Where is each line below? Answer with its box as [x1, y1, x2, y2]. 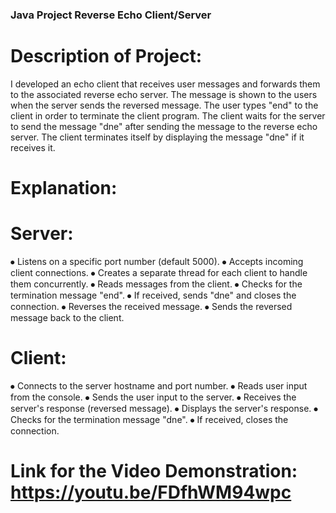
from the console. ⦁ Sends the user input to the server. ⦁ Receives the [10, 391, 297, 403]
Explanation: [10, 177, 118, 200]
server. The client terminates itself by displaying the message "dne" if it [10, 131, 305, 143]
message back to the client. [10, 311, 125, 323]
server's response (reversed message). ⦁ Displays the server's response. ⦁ [10, 402, 319, 414]
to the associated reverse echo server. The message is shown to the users [10, 88, 318, 100]
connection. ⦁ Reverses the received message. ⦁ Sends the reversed [10, 300, 293, 312]
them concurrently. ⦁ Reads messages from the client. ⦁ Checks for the [10, 278, 303, 290]
